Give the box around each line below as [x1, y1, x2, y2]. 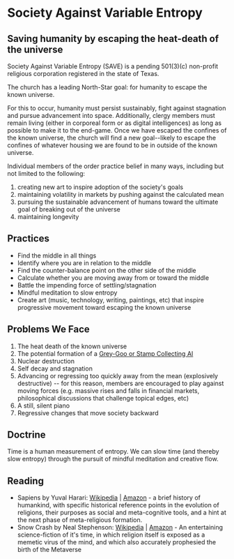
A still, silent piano [17, 401, 70, 410]
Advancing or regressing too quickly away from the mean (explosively [17, 371, 218, 380]
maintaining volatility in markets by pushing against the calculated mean [17, 191, 224, 198]
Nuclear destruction [17, 357, 75, 365]
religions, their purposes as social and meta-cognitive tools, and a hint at [17, 508, 226, 517]
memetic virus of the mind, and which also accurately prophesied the [17, 538, 217, 546]
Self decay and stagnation [17, 364, 93, 373]
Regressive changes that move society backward [17, 408, 159, 417]
